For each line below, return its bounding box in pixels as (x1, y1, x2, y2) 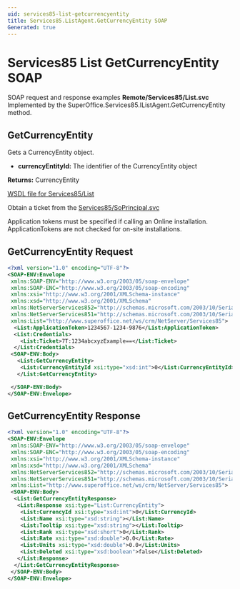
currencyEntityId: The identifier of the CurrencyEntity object (17, 162, 198, 171)
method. (7, 109, 32, 117)
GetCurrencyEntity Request (7, 246, 134, 258)
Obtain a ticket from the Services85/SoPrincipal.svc (7, 203, 160, 212)
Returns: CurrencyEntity (7, 176, 80, 184)
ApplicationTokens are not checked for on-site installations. (7, 225, 182, 233)
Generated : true (7, 24, 56, 31)
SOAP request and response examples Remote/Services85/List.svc (7, 94, 209, 102)
